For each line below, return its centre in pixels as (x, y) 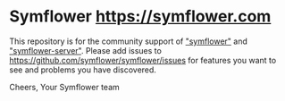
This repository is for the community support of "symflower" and (128, 41)
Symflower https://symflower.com (140, 17)
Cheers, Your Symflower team (65, 87)
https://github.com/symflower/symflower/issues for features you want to (143, 60)
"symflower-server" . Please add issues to (86, 50)
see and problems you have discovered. (83, 70)
